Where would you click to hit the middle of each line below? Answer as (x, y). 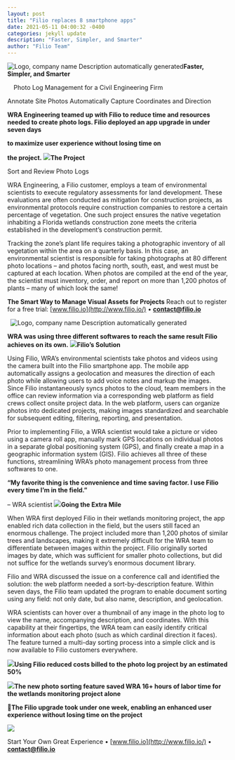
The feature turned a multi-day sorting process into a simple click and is (112, 642)
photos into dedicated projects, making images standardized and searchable (118, 411)
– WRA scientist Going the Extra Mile (64, 504)
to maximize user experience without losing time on (84, 143)
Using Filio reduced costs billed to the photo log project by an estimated (121, 664)
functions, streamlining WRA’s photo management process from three (108, 461)
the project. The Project (46, 158)
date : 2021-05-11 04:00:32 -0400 (56, 27)
